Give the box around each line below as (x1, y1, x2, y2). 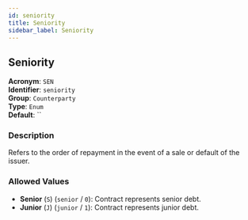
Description (8, 130, 55, 141)
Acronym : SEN (8, 77, 54, 86)
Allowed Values (8, 176, 70, 187)
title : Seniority (8, 19, 66, 27)
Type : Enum (8, 102, 44, 112)
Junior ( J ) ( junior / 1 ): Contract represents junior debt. (19, 203, 200, 212)
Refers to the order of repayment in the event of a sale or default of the (8, 148, 240, 157)
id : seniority (8, 11, 55, 20)
